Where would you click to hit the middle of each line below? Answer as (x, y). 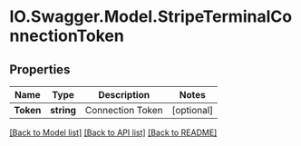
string (63, 110)
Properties (40, 69)
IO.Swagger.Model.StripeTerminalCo (151, 17)
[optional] (193, 110)
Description (124, 95)
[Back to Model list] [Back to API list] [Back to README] (113, 132)
